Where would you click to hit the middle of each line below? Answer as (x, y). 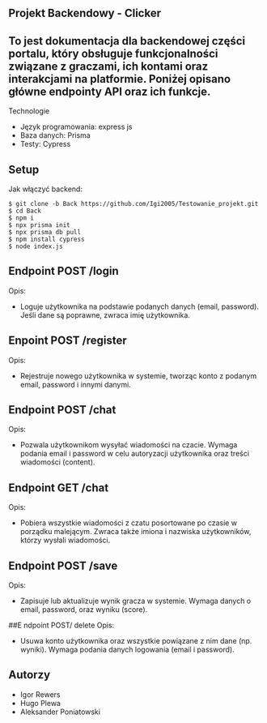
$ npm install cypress (47, 240)
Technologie (29, 111)
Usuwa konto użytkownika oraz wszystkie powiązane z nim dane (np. (136, 641)
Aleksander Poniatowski (60, 712)
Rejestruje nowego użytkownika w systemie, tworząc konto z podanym (138, 375)
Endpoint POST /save (63, 565)
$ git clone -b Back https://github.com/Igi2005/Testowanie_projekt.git (133, 204)
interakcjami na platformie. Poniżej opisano (120, 79)
